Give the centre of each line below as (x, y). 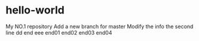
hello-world (35, 10)
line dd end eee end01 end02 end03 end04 (59, 32)
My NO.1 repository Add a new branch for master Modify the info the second (99, 26)
